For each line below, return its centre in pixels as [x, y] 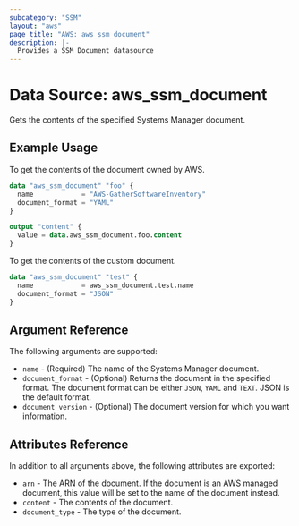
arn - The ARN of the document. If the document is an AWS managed [150, 483]
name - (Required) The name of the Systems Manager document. [141, 369]
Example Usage [54, 148]
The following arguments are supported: [84, 352]
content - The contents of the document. [97, 503]
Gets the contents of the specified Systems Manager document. [128, 120]
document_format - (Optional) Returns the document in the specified [146, 378]
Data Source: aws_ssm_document [138, 95]
